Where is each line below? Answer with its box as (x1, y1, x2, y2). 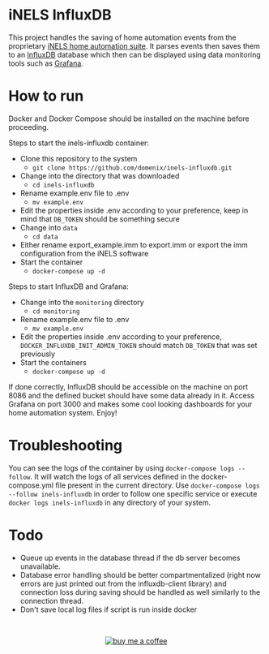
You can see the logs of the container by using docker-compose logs (8, 463, 235, 472)
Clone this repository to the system (19, 153, 138, 163)
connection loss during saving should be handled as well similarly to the (19, 587, 261, 597)
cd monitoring (32, 307, 80, 316)
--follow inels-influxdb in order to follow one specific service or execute (8, 488, 258, 498)
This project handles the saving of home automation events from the (8, 32, 237, 42)
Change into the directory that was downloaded (19, 170, 180, 180)
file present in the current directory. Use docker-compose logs (55, 480, 260, 490)
